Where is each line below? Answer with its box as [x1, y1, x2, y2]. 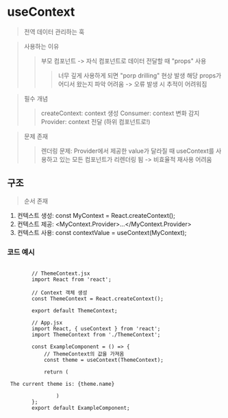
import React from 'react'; [31, 276, 112, 283]
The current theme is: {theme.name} [10, 381, 115, 388]
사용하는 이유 [23, 42, 60, 50]
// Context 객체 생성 [31, 289, 88, 297]
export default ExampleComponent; [31, 405, 130, 412]
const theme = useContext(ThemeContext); [43, 357, 164, 364]
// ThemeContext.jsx [31, 270, 90, 278]
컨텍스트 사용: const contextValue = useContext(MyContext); [16, 228, 187, 236]
